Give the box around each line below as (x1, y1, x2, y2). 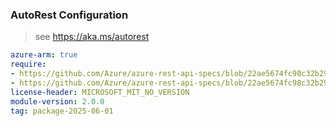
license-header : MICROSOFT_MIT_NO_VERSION (10, 87, 190, 97)
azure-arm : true (10, 50, 78, 60)
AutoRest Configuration (10, 8, 129, 22)
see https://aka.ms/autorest (34, 31, 150, 43)
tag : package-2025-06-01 (10, 106, 114, 116)
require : (10, 59, 47, 70)
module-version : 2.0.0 (10, 96, 105, 107)
